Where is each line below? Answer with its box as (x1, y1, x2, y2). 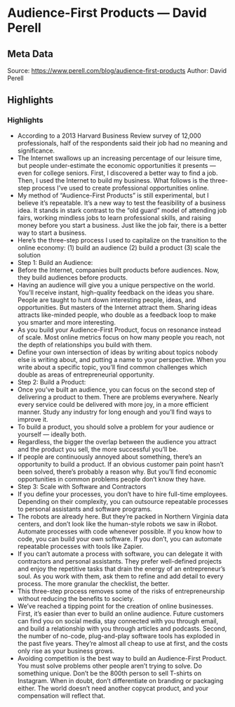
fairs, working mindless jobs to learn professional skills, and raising (17, 213, 212, 222)
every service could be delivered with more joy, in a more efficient (17, 400, 209, 408)
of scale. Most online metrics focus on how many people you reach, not (17, 332, 225, 342)
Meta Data (7, 48, 54, 60)
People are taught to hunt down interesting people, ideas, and (17, 295, 196, 304)
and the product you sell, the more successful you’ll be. (17, 445, 179, 453)
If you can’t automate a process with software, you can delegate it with (17, 550, 223, 558)
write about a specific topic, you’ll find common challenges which (17, 363, 208, 371)
